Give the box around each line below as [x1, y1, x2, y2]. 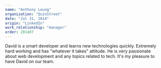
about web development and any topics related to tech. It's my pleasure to [5, 53, 155, 59]
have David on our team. [5, 59, 55, 64]
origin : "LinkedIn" [5, 20, 45, 26]
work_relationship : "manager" [5, 25, 67, 30]
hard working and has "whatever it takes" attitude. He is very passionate [5, 48, 151, 54]
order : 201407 [5, 30, 34, 34]
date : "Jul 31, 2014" [5, 16, 49, 21]
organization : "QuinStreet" [5, 12, 63, 17]
